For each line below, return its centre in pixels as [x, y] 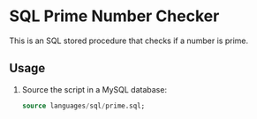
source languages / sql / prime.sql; [83, 106]
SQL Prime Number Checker [114, 16]
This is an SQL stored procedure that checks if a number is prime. [129, 41]
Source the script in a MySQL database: [94, 89]
